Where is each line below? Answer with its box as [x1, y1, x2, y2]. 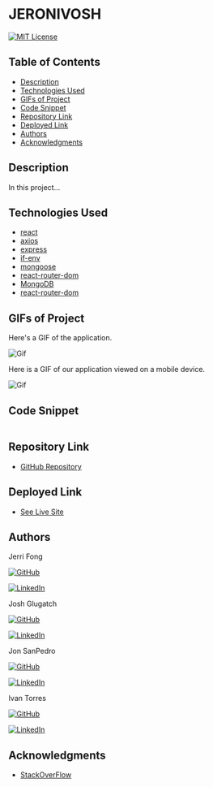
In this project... [8, 182, 61, 192]
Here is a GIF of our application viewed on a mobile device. [8, 365, 205, 374]
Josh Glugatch [8, 599, 58, 609]
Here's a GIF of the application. [8, 333, 113, 343]
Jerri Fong [8, 551, 43, 561]
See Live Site [19, 507, 65, 517]
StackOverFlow [19, 770, 72, 780]
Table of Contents [8, 55, 101, 69]
